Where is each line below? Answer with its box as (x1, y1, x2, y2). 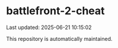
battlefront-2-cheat (6, 4, 105, 18)
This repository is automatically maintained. (6, 35, 113, 42)
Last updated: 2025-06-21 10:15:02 (6, 24, 92, 31)
